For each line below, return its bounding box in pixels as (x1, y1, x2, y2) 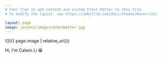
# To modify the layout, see (5, 12, 64, 16)
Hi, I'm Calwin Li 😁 (5, 47, 43, 53)
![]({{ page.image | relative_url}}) (5, 38, 70, 44)
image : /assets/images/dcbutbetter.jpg (5, 25, 85, 29)
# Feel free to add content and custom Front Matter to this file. (5, 7, 144, 12)
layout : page (5, 20, 31, 25)
